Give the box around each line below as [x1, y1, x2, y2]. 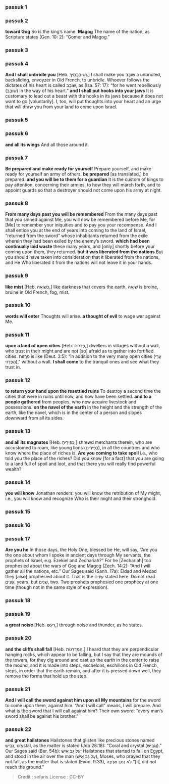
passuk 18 [5, 597, 31, 604]
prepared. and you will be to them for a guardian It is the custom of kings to [5, 176, 164, 182]
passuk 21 [5, 685, 31, 693]
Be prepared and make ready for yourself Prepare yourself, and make [5, 165, 151, 171]
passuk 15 [5, 508, 31, 515]
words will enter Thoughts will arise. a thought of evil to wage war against [5, 313, 160, 319]
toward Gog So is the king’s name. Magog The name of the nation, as [5, 29, 150, 35]
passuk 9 [5, 272, 29, 279]
